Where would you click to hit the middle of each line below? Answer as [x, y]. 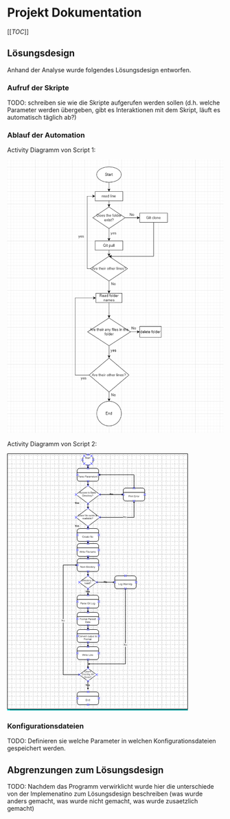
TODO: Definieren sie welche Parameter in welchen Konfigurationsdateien [112, 741]
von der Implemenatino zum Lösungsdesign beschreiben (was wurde [105, 794]
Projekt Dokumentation [74, 13]
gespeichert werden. [37, 748]
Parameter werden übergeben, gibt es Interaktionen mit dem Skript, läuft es [114, 110]
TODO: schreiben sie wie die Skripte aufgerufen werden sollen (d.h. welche [114, 103]
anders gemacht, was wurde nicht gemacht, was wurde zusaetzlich [103, 801]
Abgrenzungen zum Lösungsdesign [85, 770]
